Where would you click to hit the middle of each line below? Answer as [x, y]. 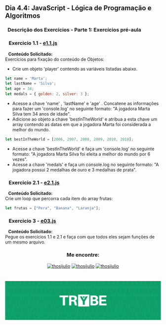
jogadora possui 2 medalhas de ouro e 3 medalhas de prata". [74, 169]
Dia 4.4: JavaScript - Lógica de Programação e [78, 8]
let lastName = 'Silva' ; [31, 83]
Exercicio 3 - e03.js [32, 221]
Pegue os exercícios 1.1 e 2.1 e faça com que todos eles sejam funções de [80, 237]
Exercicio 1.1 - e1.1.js [33, 43]
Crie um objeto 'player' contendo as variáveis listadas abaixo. [75, 69]
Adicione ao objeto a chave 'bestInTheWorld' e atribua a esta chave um [85, 119]
